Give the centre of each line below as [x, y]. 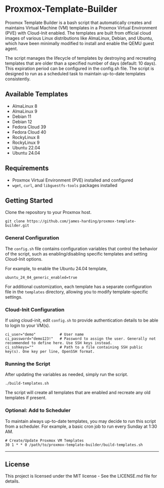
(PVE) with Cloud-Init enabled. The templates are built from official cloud [78, 33]
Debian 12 [22, 121]
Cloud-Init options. [24, 259]
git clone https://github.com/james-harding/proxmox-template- [71, 221]
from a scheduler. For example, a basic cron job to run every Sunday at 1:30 [81, 426]
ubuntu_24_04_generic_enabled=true [41, 278]
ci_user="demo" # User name [44, 334]
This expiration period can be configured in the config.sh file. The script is [80, 68]
